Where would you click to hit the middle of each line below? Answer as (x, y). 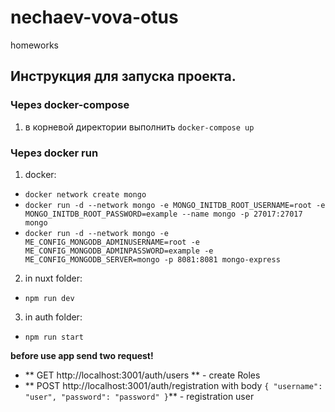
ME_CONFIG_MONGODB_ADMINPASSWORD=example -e (119, 251)
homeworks (35, 45)
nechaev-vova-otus (94, 17)
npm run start (54, 337)
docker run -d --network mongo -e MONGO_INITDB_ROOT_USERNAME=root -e (175, 205)
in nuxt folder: (53, 278)
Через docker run (54, 153)
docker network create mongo (85, 194)
